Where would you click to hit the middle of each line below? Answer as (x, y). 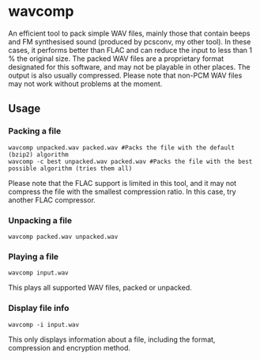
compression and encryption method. (70, 347)
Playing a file (34, 256)
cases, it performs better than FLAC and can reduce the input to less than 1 (130, 50)
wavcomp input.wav (38, 273)
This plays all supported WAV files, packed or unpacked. (100, 288)
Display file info (39, 309)
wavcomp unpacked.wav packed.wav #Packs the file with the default (122, 148)
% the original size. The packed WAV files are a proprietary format (116, 59)
